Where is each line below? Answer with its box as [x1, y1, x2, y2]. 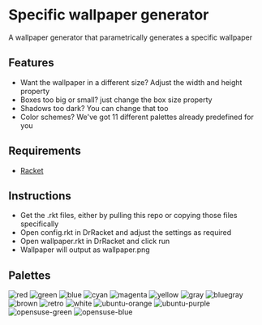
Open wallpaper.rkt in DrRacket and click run [19, 237, 170, 246]
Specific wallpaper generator [8, 6, 209, 24]
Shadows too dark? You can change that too [19, 103, 169, 113]
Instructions [8, 189, 71, 203]
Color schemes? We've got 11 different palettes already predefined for [19, 112, 254, 122]
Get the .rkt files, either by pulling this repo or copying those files [19, 211, 238, 220]
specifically [19, 219, 59, 229]
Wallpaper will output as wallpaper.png [19, 245, 150, 254]
